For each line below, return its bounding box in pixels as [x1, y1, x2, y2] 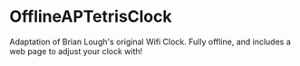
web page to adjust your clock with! [9, 45, 143, 56]
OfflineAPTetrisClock [9, 6, 172, 27]
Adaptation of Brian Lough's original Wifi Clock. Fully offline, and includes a [9, 36, 292, 47]
